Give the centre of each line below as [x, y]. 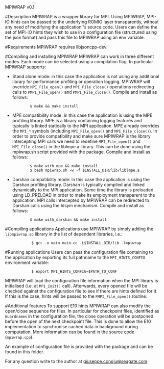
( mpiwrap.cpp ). [19, 337]
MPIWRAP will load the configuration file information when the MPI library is [82, 281]
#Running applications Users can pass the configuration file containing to [79, 252]
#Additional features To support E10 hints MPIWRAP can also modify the [78, 306]
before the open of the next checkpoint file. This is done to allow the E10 [78, 321]
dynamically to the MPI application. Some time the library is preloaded [83, 190]
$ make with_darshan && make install [68, 220]
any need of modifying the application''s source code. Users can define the [81, 27]
